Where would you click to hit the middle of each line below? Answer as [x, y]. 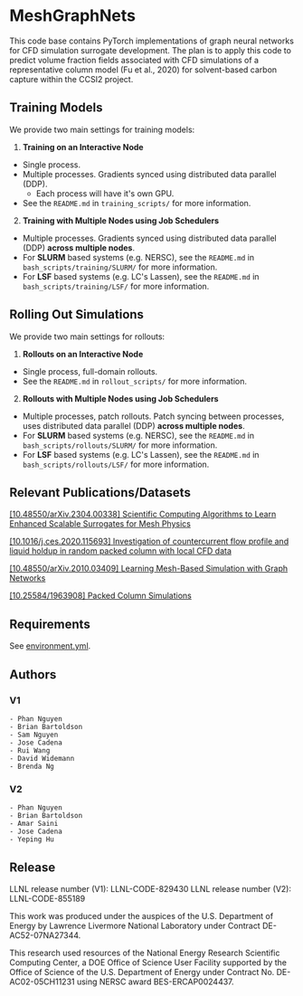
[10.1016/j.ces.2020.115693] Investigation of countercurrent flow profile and [149, 541]
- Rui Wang [30, 750]
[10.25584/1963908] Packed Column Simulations [100, 596]
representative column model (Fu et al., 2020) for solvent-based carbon [143, 70]
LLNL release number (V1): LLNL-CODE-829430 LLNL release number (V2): [151, 888]
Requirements [50, 624]
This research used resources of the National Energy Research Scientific [145, 953]
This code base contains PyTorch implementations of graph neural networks [151, 41]
